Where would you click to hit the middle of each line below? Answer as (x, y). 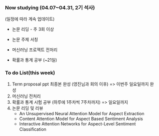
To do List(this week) (30, 73)
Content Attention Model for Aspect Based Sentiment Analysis (81, 119)
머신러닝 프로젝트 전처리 (35, 50)
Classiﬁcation (33, 129)
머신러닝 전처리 (26, 96)
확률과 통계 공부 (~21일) (34, 60)
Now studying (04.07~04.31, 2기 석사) (50, 7)
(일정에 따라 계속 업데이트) (30, 19)
